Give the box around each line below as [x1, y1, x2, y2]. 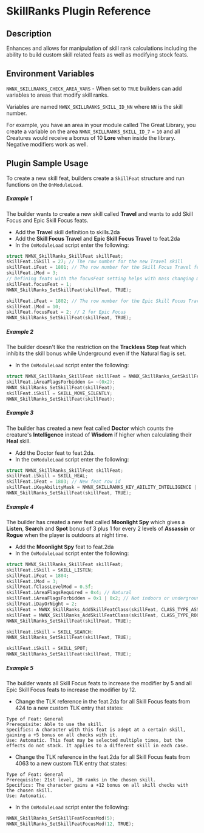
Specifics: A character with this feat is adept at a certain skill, [6, 727, 186, 733]
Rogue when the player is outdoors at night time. [6, 531, 129, 539]
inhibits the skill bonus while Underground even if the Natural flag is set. [6, 350, 186, 357]
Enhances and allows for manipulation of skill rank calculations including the [6, 44, 197, 52]
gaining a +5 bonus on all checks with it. [6, 731, 118, 738]
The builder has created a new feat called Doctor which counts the [6, 424, 174, 432]
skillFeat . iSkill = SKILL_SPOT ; [6, 646, 88, 652]
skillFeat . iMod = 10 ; [6, 303, 61, 309]
